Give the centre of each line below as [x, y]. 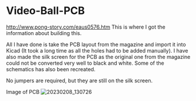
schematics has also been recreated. [51, 69]
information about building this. [44, 33]
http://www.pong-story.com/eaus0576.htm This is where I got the [86, 27]
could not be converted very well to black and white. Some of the [85, 63]
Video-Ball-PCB [46, 11]
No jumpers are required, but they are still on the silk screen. [79, 81]
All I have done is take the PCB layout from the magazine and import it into [96, 44]
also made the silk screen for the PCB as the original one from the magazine [98, 57]
